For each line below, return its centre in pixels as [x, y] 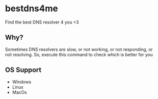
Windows [22, 82]
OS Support [23, 70]
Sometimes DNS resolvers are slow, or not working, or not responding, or [79, 49]
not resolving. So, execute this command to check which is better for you [79, 54]
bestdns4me [31, 9]
